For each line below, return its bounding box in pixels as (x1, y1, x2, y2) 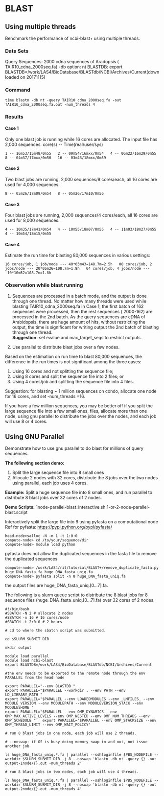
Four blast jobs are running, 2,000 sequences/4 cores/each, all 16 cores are (5, 212, 158, 218)
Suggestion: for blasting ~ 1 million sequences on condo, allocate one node (5, 388, 157, 394)
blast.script (5, 510, 28, 515)
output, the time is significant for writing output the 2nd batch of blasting (12, 324, 159, 330)
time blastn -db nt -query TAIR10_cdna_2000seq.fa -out (5, 97, 121, 103)
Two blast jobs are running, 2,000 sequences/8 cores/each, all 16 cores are (5, 176, 158, 182)
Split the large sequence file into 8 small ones (12, 469, 104, 475)
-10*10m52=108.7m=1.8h (5, 270, 51, 276)
